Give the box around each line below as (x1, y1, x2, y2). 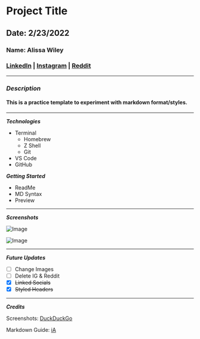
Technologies (6, 117, 40, 125)
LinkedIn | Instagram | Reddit (6, 61, 91, 70)
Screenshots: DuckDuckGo (6, 315, 73, 322)
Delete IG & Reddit (14, 272, 60, 279)
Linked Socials (14, 279, 51, 287)
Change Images (14, 265, 54, 272)
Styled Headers (14, 286, 54, 293)
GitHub (14, 161, 33, 168)
